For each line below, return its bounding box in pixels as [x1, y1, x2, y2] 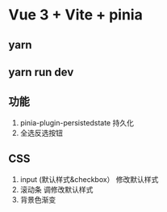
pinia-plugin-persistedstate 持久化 [19, 117, 135, 127]
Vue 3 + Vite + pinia [8, 6, 143, 24]
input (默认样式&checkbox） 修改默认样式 [19, 174, 159, 184]
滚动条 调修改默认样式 [19, 184, 94, 194]
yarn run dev [8, 65, 74, 78]
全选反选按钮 [19, 128, 63, 138]
